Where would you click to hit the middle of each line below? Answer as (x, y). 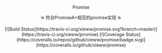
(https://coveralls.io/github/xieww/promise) (81, 45)
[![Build (12, 29)
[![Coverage (112, 34)
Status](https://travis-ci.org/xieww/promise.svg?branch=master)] (89, 29)
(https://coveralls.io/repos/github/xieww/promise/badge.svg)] (81, 40)
